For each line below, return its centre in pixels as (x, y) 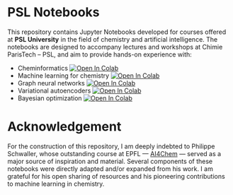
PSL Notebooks (54, 12)
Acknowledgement (64, 127)
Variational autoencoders (54, 90)
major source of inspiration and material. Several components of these (110, 161)
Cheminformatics (43, 68)
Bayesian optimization (50, 98)
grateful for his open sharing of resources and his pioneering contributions (116, 176)
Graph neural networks (51, 83)
